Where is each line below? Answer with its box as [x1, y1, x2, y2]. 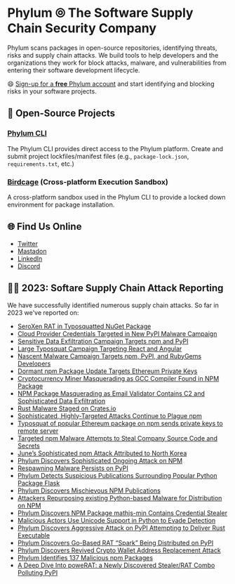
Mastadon [17, 247, 47, 255]
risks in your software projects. [7, 86, 97, 96]
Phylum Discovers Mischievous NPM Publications [17, 486, 161, 495]
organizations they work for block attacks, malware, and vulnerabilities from [7, 58, 227, 67]
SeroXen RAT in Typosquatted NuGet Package [17, 322, 152, 330]
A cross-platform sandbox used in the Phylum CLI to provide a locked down [7, 193, 226, 201]
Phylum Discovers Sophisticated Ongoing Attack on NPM [17, 456, 183, 465]
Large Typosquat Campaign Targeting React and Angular [17, 344, 182, 353]
